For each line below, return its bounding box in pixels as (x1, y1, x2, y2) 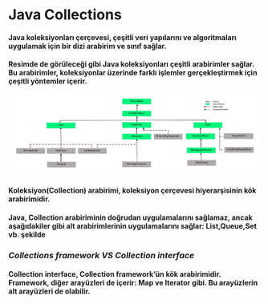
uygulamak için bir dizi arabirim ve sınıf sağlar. (8, 41, 167, 51)
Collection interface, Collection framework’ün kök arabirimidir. (8, 270, 221, 279)
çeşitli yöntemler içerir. (8, 76, 87, 86)
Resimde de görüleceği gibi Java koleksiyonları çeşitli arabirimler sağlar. (8, 59, 255, 69)
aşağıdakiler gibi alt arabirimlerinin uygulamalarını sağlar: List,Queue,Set (8, 221, 257, 230)
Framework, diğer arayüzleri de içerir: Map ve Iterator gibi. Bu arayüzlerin (8, 278, 258, 288)
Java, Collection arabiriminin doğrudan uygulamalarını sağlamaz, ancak (8, 213, 253, 222)
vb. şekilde (8, 229, 46, 239)
